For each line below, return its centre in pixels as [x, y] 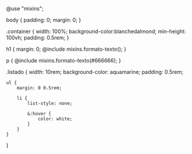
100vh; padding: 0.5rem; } [38, 37]
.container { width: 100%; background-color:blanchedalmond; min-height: [96, 31]
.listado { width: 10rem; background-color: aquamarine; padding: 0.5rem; [95, 72]
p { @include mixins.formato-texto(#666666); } [64, 60]
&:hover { [39, 114]
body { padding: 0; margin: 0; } [44, 20]
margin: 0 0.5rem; [39, 88]
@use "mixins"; [25, 9]
